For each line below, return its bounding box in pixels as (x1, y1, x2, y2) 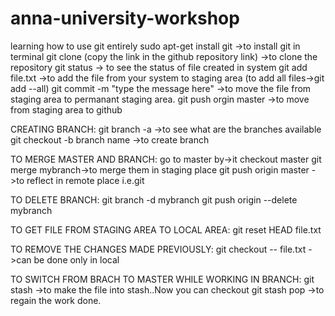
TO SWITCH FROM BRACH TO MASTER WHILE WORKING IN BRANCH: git (10, 273, 315, 285)
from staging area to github (10, 103, 123, 116)
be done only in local (33, 253, 120, 266)
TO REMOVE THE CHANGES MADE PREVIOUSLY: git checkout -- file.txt (10, 243, 307, 255)
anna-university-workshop (10, 7, 240, 30)
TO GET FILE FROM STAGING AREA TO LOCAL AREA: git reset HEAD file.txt (10, 223, 322, 236)
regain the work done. (10, 294, 102, 306)
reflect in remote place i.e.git (26, 174, 145, 186)
